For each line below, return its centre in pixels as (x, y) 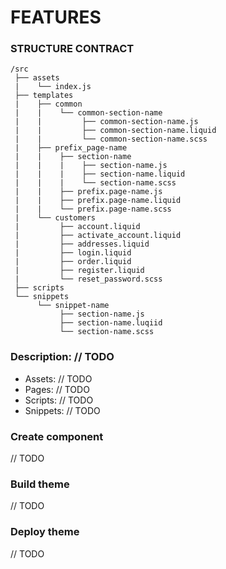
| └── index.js (53, 87)
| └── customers (55, 218)
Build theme (40, 484)
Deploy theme (45, 532)
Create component (57, 436)
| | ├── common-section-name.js (106, 122)
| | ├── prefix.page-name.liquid (98, 201)
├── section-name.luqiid (111, 323)
